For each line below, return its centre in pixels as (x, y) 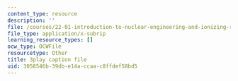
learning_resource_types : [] (50, 40)
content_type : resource (42, 14)
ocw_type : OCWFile (34, 46)
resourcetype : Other (38, 54)
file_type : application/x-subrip (57, 33)
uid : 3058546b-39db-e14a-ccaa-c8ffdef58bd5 (73, 66)
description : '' (31, 20)
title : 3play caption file (47, 60)
